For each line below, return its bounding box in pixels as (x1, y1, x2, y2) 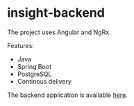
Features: (7, 41, 35, 50)
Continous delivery (17, 77, 72, 85)
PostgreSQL (17, 70, 52, 78)
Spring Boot (17, 62, 52, 70)
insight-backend (7, 5, 106, 21)
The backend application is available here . (7, 91, 128, 99)
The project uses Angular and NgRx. (7, 28, 111, 36)
